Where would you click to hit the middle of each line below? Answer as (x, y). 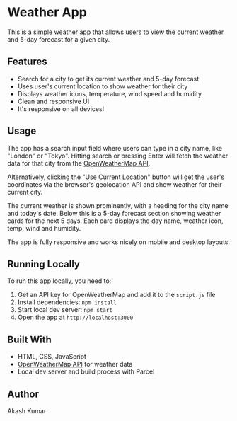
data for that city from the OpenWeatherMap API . (79, 163)
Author (23, 394)
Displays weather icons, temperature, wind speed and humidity (110, 93)
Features (27, 62)
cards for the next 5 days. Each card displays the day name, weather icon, (115, 221)
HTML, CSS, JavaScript (52, 357)
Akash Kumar (27, 411)
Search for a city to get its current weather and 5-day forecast (108, 79)
